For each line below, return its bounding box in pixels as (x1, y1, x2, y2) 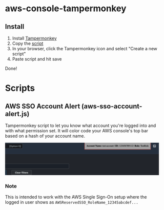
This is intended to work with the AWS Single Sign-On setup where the (5, 194, 147, 200)
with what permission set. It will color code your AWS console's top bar (5, 128, 148, 133)
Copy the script (12, 41, 43, 46)
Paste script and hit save (12, 56, 62, 62)
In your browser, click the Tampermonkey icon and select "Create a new (12, 46, 158, 51)
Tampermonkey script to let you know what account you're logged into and (5, 123, 156, 128)
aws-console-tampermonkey (5, 3, 127, 14)
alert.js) (5, 109, 30, 118)
